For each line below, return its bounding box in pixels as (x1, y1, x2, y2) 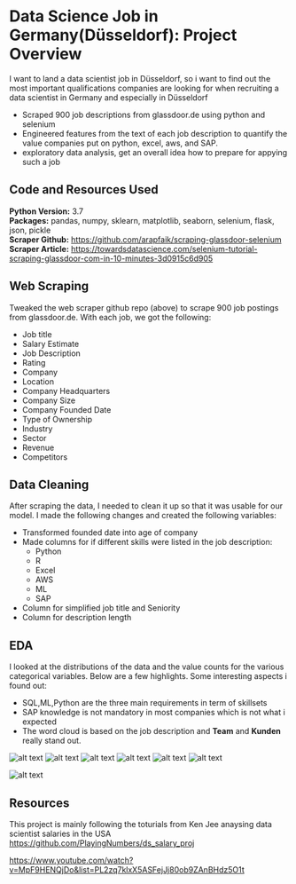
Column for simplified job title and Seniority (21, 603, 181, 613)
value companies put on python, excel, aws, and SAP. (21, 138, 219, 148)
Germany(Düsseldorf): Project (9, 25, 238, 45)
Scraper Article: (9, 243, 69, 254)
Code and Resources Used (9, 182, 159, 197)
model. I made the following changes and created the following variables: (9, 510, 277, 521)
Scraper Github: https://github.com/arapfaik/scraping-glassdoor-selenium (9, 233, 282, 245)
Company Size (21, 395, 76, 406)
